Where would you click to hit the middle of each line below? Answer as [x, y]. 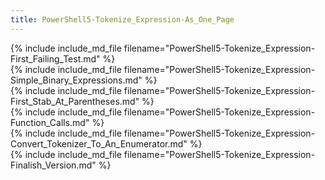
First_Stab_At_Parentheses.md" [75, 101]
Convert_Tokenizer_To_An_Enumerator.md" [99, 143]
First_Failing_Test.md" [55, 58]
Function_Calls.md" [50, 122]
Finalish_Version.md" [53, 165]
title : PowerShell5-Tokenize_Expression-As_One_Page [122, 19]
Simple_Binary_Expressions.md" [76, 80]
